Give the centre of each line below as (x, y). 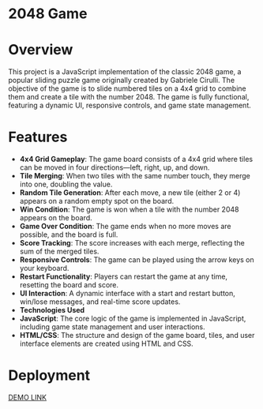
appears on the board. (56, 218)
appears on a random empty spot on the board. (97, 201)
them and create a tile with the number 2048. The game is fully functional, (129, 97)
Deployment (49, 375)
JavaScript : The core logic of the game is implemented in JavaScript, (133, 319)
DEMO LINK (28, 397)
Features (38, 137)
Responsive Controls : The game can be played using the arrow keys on (137, 260)
